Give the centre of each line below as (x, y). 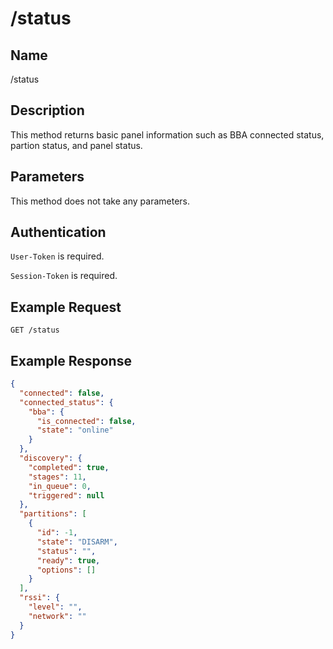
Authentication (58, 232)
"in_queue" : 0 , (60, 486)
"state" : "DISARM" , (77, 542)
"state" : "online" (75, 430)
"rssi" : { (39, 598)
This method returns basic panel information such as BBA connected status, (167, 134)
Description (47, 110)
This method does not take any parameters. (100, 201)
